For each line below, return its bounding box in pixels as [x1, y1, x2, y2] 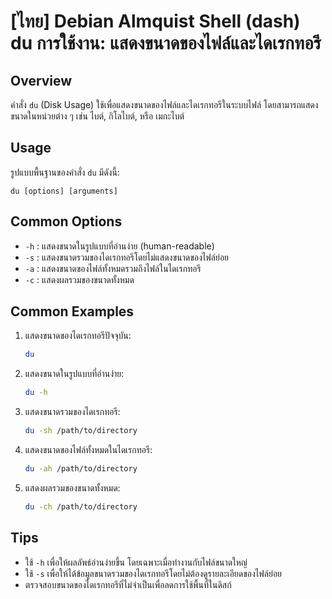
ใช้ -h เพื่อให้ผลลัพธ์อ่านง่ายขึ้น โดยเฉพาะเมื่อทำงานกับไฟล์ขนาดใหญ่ [24, 556, 248, 568]
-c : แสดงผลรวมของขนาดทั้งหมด [24, 273, 135, 285]
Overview [10, 72, 73, 89]
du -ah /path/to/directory [24, 464, 138, 474]
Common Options [10, 213, 123, 230]
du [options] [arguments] [10, 186, 118, 196]
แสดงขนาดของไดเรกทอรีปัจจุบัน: [24, 330, 132, 342]
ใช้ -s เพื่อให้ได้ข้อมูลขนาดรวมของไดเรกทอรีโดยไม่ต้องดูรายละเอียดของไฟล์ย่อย [24, 567, 283, 579]
